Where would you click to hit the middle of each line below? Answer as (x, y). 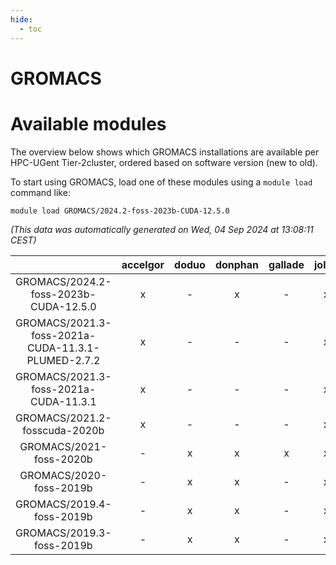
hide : (21, 19)
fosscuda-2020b (63, 430)
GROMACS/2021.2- (63, 418)
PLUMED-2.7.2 (63, 360)
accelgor (143, 264)
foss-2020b (63, 459)
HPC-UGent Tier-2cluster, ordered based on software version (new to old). (164, 162)
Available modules (88, 123)
